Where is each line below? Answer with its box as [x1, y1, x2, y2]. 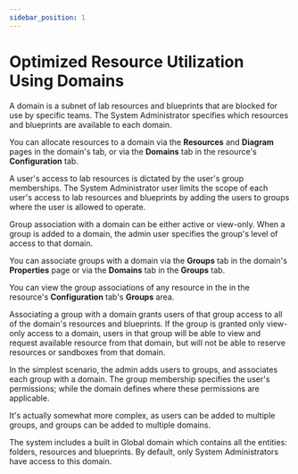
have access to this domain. [9, 455, 112, 466]
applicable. [9, 393, 50, 403]
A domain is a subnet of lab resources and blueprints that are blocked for [9, 100, 278, 111]
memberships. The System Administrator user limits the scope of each [9, 182, 269, 193]
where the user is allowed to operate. [9, 201, 146, 212]
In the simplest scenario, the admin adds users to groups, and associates [9, 364, 278, 375]
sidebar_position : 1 [9, 13, 87, 22]
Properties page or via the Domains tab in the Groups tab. [9, 265, 226, 275]
